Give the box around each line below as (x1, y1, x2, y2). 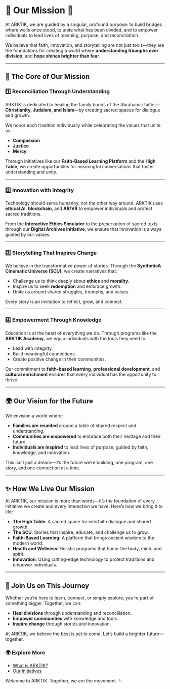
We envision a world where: (5, 413, 63, 419)
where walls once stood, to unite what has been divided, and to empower (5, 26, 158, 33)
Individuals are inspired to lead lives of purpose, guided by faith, (12, 444, 149, 451)
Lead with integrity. (12, 345, 53, 351)
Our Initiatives (12, 668, 42, 674)
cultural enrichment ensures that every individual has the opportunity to (5, 371, 157, 377)
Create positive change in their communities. (12, 356, 106, 362)
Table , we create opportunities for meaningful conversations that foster (5, 163, 154, 169)
